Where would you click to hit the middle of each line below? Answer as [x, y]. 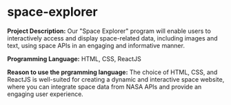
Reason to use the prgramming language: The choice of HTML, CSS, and [112, 72]
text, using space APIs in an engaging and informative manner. [96, 45]
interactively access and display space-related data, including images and [112, 38]
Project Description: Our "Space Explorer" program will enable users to [109, 31]
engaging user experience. [46, 94]
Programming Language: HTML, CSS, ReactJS [74, 58]
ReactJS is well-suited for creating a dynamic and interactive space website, [116, 79]
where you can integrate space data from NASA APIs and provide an [104, 86]
